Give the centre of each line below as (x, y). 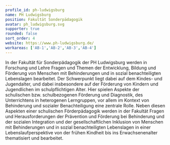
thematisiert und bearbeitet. (34, 138)
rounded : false (21, 34)
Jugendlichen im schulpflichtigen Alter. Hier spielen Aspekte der (72, 89)
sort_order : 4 (20, 39)
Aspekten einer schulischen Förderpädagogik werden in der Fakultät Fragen (85, 111)
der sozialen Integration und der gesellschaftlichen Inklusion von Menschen (84, 122)
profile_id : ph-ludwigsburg (35, 10)
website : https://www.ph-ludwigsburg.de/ (50, 43)
